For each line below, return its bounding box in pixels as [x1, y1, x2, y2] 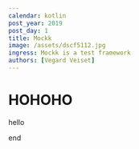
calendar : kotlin [8, 11, 67, 20]
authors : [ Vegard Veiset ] [8, 57, 95, 65]
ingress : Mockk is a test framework [8, 49, 131, 57]
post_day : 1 [8, 26, 48, 34]
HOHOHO [8, 91, 73, 109]
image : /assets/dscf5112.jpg [8, 42, 106, 50]
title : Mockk [8, 34, 52, 42]
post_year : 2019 [8, 19, 63, 27]
